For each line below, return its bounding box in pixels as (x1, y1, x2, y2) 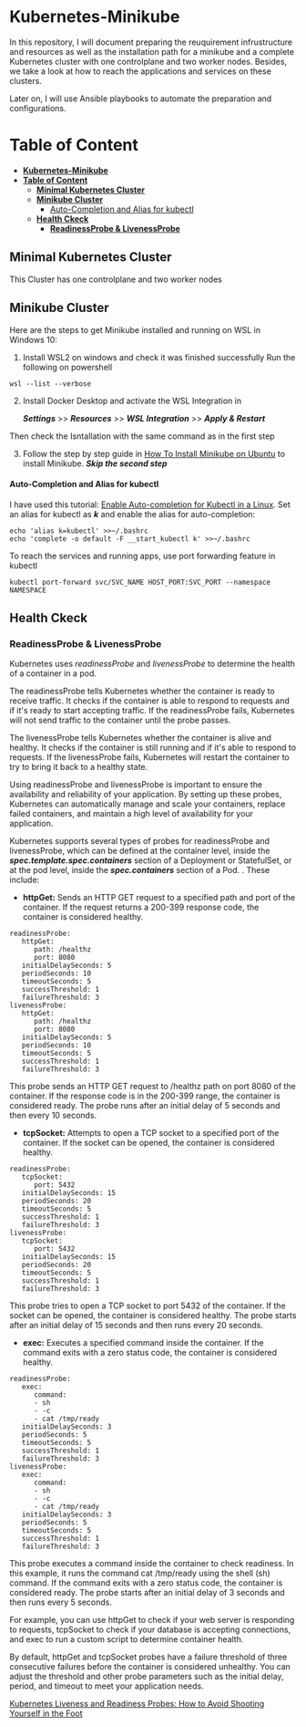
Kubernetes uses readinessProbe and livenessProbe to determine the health (9, 659, 296, 670)
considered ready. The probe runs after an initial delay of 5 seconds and (9, 1100, 280, 1111)
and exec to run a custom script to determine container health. (9, 1634, 244, 1645)
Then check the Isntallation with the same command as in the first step (9, 431, 275, 442)
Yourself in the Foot (9, 1708, 84, 1719)
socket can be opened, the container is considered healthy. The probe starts (9, 1310, 297, 1321)
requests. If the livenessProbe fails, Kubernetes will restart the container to (9, 752, 290, 763)
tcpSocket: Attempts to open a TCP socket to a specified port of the (22, 1128, 280, 1139)
